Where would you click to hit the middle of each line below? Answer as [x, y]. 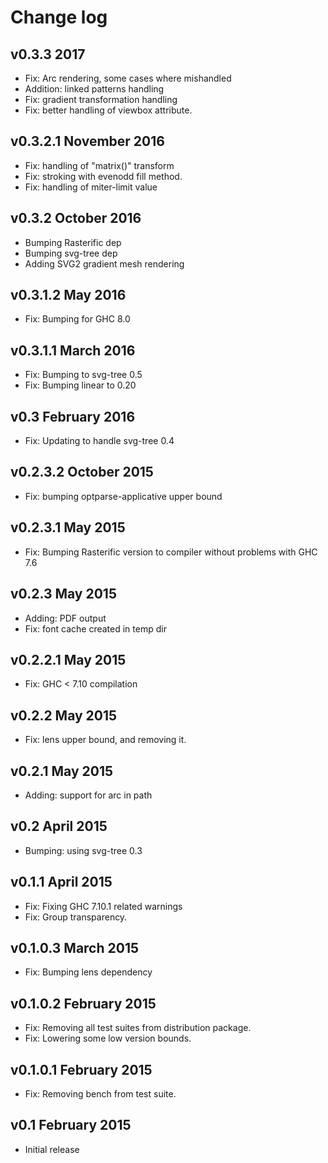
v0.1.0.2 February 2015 [83, 1003]
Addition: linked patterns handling [94, 89]
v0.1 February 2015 [71, 1125]
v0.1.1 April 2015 [61, 882]
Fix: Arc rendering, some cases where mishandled [128, 78]
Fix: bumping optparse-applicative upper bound [123, 496]
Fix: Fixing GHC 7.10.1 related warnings [103, 906]
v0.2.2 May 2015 [64, 715]
